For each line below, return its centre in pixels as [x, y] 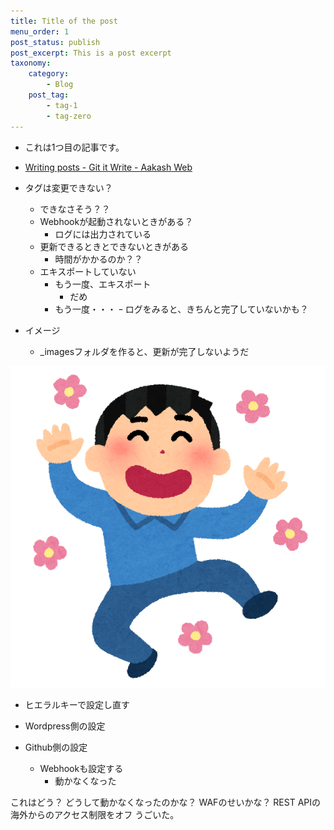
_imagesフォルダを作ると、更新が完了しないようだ [144, 351]
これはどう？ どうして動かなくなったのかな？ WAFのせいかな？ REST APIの [165, 802]
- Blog [60, 85]
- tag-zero [69, 116]
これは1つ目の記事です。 [74, 147]
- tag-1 [62, 105]
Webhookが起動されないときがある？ [116, 221]
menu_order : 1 [40, 31]
